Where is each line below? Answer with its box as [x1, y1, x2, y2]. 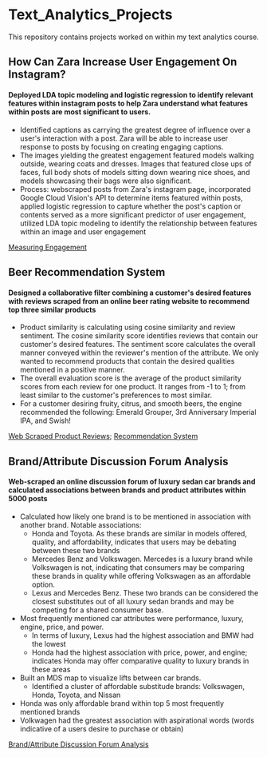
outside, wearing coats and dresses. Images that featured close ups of [19, 158, 252, 169]
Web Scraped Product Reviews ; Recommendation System [8, 432, 198, 441]
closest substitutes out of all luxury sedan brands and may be [31, 596, 234, 606]
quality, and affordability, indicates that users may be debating [31, 537, 237, 547]
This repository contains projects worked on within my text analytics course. [8, 32, 259, 42]
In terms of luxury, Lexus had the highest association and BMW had [31, 630, 254, 640]
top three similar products [8, 305, 96, 314]
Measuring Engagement [8, 242, 88, 252]
